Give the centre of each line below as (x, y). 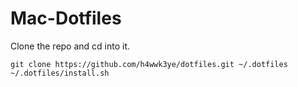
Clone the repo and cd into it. (70, 46)
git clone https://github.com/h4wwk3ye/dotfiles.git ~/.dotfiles (149, 64)
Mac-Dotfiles (66, 18)
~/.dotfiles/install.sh (60, 73)
